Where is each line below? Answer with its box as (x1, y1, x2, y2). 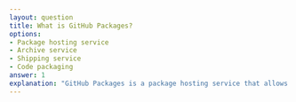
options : (9, 29, 42, 38)
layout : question (9, 12, 74, 22)
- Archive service (9, 46, 77, 55)
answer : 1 (9, 71, 46, 80)
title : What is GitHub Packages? (9, 21, 133, 30)
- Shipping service (9, 54, 82, 63)
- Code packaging (9, 63, 74, 72)
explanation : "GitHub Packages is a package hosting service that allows (9, 79, 289, 88)
